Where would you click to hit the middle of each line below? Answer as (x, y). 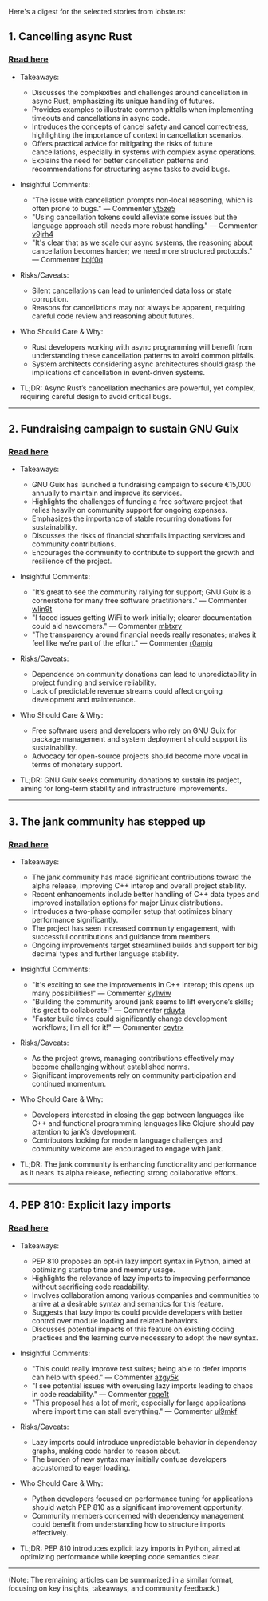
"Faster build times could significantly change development (129, 1019)
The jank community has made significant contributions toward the (142, 877)
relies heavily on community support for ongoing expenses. (129, 510)
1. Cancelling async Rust (70, 36)
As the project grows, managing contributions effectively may (133, 1059)
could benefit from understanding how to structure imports (128, 1524)
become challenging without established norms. (110, 1067)
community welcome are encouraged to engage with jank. (127, 1149)
